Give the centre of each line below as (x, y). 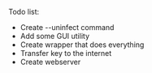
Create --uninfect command (67, 27)
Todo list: (24, 12)
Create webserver (50, 62)
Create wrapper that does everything (82, 45)
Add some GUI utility (54, 36)
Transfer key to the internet (66, 53)
